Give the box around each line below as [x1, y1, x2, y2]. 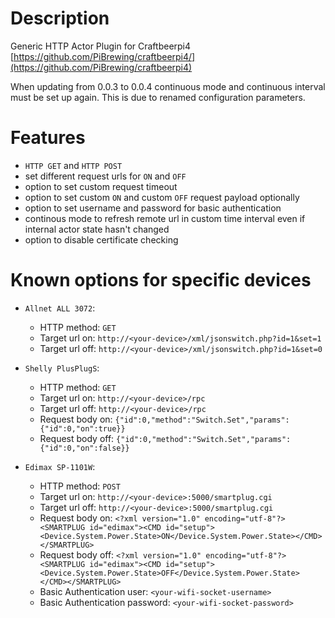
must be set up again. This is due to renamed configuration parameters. [10, 91, 306, 103]
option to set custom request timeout [24, 180, 178, 192]
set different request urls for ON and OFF [24, 170, 187, 182]
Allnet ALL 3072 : [24, 302, 96, 314]
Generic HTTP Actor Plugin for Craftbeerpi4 [10, 40, 192, 52]
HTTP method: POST [39, 480, 121, 492]
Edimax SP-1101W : [24, 460, 96, 472]
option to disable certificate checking [24, 233, 179, 246]
